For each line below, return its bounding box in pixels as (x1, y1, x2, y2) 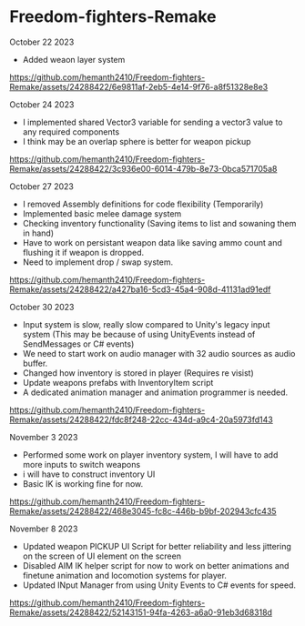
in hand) (22, 227, 55, 238)
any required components (22, 126, 120, 137)
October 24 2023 (9, 98, 75, 110)
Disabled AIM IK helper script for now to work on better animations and (22, 560, 290, 570)
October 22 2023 (9, 36, 75, 47)
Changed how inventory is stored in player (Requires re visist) (22, 367, 255, 379)
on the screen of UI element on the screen (22, 550, 182, 561)
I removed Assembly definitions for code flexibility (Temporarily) (22, 198, 264, 209)
